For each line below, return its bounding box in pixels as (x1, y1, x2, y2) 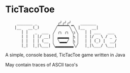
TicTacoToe (5, 4, 55, 15)
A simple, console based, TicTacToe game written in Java (5, 52, 125, 58)
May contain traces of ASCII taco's (5, 61, 78, 67)
